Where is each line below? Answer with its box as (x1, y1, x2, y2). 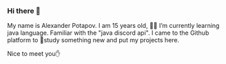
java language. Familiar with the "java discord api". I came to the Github (7, 29, 209, 37)
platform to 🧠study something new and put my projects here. (7, 36, 180, 44)
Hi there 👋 (7, 6, 41, 16)
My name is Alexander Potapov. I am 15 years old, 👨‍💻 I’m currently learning (7, 22, 220, 30)
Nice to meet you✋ (7, 50, 61, 58)
